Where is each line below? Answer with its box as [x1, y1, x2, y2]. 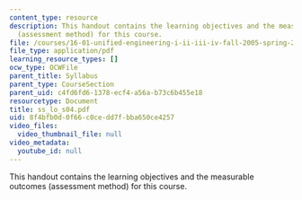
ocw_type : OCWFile [9, 64, 78, 73]
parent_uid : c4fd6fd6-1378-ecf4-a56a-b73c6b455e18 [9, 88, 203, 97]
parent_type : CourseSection [9, 80, 115, 89]
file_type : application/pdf [9, 47, 115, 56]
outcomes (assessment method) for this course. [9, 180, 187, 191]
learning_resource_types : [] [9, 55, 119, 64]
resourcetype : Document [9, 96, 99, 106]
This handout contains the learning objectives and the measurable [9, 171, 254, 182]
